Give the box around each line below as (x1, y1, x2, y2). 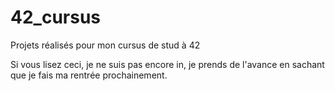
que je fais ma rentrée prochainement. (10, 69, 168, 81)
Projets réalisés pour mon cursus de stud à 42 (10, 39, 201, 51)
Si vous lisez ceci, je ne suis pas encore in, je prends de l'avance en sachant (10, 58, 325, 70)
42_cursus (10, 6, 102, 29)
